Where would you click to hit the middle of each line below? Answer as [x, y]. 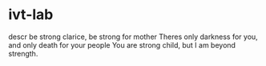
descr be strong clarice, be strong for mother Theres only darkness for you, [133, 37]
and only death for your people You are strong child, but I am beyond [122, 45]
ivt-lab [31, 15]
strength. [23, 53]
